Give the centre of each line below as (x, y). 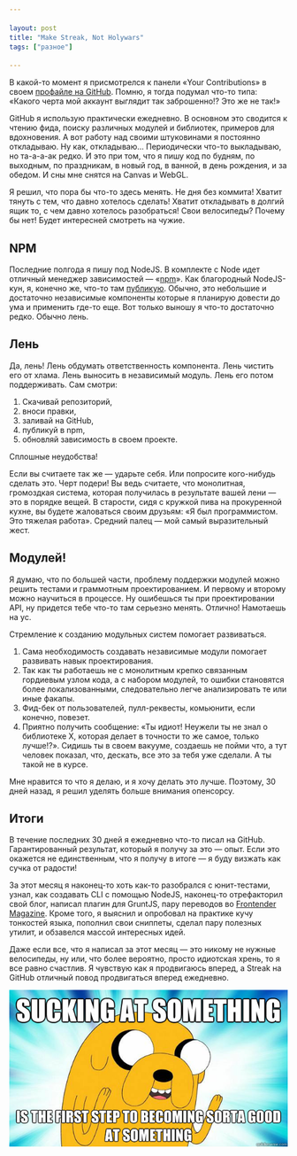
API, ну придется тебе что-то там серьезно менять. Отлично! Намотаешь (148, 608)
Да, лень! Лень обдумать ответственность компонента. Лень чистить (141, 365)
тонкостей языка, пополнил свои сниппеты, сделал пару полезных (136, 923)
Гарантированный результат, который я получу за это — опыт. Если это (145, 850)
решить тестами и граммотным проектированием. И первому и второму (148, 588)
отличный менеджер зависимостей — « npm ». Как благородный (130, 278)
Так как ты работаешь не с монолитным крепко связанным (134, 670)
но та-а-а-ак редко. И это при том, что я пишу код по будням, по (132, 156)
